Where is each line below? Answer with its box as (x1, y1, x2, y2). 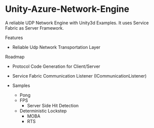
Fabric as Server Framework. (5, 25, 64, 31)
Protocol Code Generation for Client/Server (12, 63, 100, 69)
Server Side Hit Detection (27, 102, 79, 108)
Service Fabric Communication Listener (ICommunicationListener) (12, 73, 147, 79)
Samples (12, 83, 31, 88)
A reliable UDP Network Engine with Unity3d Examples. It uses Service (5, 20, 149, 26)
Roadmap (5, 53, 25, 60)
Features (5, 35, 23, 41)
